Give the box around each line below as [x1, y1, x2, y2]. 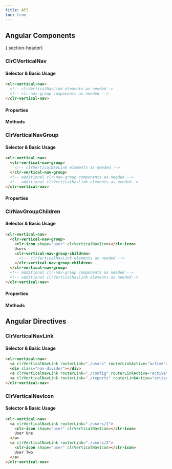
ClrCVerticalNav [5, 57, 47, 65]
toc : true [5, 12, 27, 17]
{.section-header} [5, 45, 44, 51]
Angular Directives [5, 317, 67, 326]
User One [14, 431, 33, 436]
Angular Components [5, 31, 76, 40]
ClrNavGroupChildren [5, 208, 60, 215]
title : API [5, 7, 29, 13]
